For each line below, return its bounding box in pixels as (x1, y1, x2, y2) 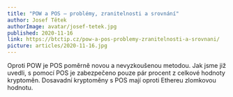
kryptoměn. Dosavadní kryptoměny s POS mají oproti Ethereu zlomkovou (7, 76, 216, 84)
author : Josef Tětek (7, 17, 68, 24)
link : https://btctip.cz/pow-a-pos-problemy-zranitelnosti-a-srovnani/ (7, 36, 220, 43)
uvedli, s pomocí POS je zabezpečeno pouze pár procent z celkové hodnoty (7, 69, 225, 77)
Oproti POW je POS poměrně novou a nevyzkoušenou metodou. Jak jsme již (7, 62, 227, 69)
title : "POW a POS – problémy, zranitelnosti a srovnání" (7, 10, 179, 17)
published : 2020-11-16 (7, 29, 73, 37)
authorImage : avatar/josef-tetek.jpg (7, 23, 117, 30)
